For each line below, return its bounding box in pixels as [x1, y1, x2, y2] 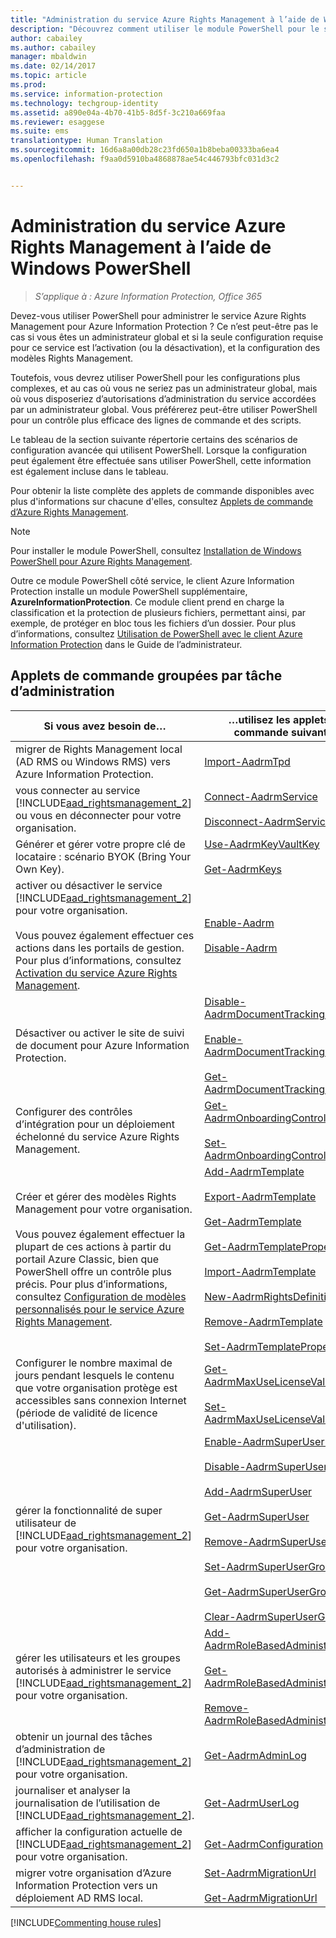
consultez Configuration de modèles [15, 1289, 187, 1303]
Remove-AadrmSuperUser [204, 1534, 332, 1548]
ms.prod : [10, 80, 47, 90]
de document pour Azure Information [15, 1038, 190, 1052]
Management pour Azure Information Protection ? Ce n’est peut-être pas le [10, 320, 319, 332]
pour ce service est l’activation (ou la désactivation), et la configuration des [10, 341, 321, 353]
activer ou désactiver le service [15, 878, 163, 892]
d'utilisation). [15, 1418, 77, 1432]
